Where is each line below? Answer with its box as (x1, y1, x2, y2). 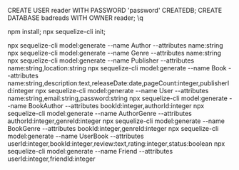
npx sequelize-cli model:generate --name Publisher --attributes (7, 56, 195, 65)
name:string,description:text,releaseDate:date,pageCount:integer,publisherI (7, 79, 230, 87)
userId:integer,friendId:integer (7, 154, 96, 163)
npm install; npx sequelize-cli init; (7, 28, 106, 36)
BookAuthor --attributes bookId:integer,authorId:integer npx (28, 102, 205, 110)
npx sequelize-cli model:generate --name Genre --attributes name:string (7, 49, 222, 57)
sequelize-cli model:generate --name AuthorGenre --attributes (7, 110, 193, 117)
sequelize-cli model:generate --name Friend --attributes (7, 147, 173, 155)
